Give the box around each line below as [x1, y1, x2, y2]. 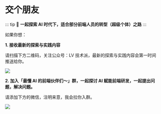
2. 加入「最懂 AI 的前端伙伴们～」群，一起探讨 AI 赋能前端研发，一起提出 [5, 78, 151, 83]
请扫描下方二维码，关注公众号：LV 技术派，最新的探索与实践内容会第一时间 [5, 52, 157, 58]
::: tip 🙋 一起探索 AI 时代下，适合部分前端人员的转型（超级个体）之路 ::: [5, 21, 147, 27]
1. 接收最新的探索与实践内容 [5, 42, 61, 48]
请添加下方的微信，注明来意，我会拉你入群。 [5, 94, 95, 100]
